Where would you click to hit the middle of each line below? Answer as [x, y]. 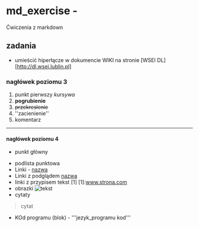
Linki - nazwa [31, 170]
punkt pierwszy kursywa [45, 95]
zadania [21, 46]
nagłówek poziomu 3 [37, 82]
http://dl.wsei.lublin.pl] [44, 66]
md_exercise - [42, 11]
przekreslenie [31, 107]
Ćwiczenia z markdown [35, 27]
